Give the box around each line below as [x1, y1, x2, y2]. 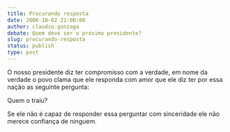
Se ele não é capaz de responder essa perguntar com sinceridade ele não [7, 109, 220, 118]
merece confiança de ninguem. [7, 117, 97, 125]
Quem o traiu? [7, 96, 48, 104]
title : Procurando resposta [7, 10, 89, 17]
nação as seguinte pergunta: [7, 83, 89, 91]
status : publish [7, 42, 54, 49]
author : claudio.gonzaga [7, 23, 79, 30]
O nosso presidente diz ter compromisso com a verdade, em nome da [7, 67, 208, 76]
